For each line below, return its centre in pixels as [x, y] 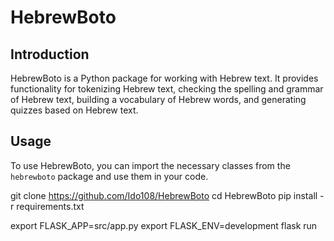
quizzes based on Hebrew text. [74, 110]
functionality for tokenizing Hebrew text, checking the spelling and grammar [167, 89]
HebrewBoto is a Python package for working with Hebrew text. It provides [164, 78]
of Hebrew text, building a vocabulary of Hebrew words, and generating [158, 99]
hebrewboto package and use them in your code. [109, 176]
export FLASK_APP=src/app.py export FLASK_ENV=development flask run [164, 225]
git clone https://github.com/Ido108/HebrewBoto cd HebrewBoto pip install [164, 195]
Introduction [50, 54]
